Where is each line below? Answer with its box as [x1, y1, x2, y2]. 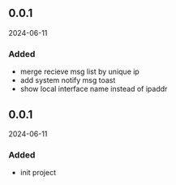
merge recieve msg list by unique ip [19, 67, 140, 76]
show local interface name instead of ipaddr [19, 84, 168, 94]
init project [19, 168, 57, 178]
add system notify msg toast [19, 75, 116, 85]
